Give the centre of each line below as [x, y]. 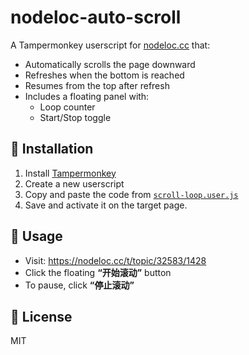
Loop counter [67, 107]
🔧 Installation [52, 149]
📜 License [41, 316]
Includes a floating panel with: [87, 96]
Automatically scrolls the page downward [110, 64]
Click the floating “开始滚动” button [98, 272]
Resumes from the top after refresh [97, 85]
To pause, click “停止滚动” [79, 285]
